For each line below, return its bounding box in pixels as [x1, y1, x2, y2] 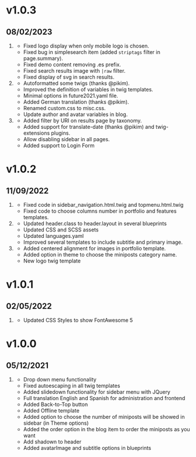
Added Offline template [23, 407, 80, 414]
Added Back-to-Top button [23, 401, 88, 408]
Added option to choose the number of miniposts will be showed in [23, 414, 185, 420]
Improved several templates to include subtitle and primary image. [23, 238, 183, 245]
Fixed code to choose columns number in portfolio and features [23, 207, 177, 214]
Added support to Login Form [23, 142, 95, 149]
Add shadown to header [23, 438, 82, 445]
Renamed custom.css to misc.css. [23, 105, 106, 111]
